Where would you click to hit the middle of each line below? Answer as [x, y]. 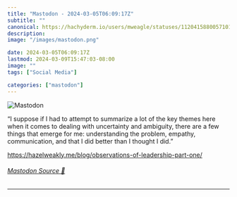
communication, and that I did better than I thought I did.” [90, 141]
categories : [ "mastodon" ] [45, 85]
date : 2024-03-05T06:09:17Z [49, 53]
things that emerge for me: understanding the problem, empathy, [102, 134]
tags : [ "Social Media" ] [42, 72]
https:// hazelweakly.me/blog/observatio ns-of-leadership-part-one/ [105, 155]
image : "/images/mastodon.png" [53, 40]
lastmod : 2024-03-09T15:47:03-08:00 [61, 59]
